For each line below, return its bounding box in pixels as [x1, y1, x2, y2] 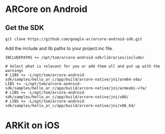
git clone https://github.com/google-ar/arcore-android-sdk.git [5, 36, 142, 41]
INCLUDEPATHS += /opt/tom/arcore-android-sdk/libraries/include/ [5, 55, 144, 60]
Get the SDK [5, 23, 44, 32]
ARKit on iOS [5, 120, 60, 131]
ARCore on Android [5, 3, 88, 15]
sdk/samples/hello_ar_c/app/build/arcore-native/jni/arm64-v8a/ [5, 77, 142, 82]
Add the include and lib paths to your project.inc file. [5, 45, 114, 51]
